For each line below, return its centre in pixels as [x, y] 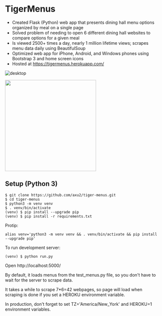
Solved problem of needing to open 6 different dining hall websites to [81, 33]
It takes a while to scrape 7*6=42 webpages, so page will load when [74, 289]
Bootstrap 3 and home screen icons [48, 58]
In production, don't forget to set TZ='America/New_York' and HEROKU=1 [79, 304]
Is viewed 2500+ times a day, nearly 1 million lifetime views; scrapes [80, 43]
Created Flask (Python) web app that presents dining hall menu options [83, 22]
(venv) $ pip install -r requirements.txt [49, 216]
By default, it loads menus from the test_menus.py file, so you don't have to [81, 275]
